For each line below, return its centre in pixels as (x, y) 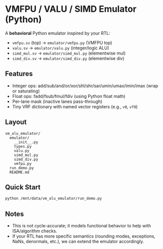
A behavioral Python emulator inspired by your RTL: (58, 33)
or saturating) (26, 91)
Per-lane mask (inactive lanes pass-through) (57, 101)
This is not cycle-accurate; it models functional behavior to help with (81, 226)
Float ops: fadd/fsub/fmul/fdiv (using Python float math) (69, 96)
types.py (23, 146)
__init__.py (26, 142)
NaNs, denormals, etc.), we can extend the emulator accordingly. (78, 242)
